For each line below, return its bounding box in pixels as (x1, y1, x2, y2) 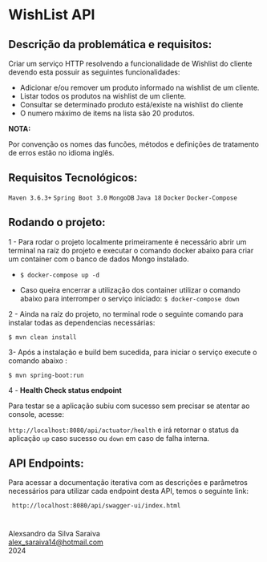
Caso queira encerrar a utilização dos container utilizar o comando (19, 285, 241, 294)
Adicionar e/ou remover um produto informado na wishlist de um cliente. (19, 83, 260, 92)
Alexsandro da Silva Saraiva (8, 528, 100, 538)
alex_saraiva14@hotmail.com (8, 537, 104, 547)
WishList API (8, 6, 95, 24)
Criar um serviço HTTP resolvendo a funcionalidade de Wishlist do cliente (8, 59, 253, 68)
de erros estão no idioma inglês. (8, 148, 115, 157)
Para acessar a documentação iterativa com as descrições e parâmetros (8, 478, 249, 487)
